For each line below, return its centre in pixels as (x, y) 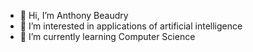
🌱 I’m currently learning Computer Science (107, 36)
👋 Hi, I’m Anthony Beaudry (74, 15)
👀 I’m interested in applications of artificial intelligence (131, 26)
